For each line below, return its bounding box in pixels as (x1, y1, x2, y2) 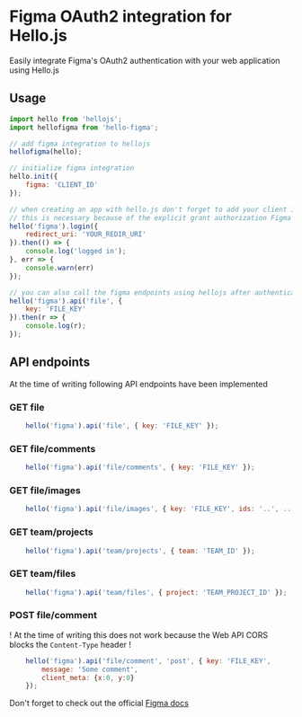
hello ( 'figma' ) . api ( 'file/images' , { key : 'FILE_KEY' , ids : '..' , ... (25, 505, 296, 514)
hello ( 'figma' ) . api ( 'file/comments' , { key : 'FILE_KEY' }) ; (25, 463, 255, 473)
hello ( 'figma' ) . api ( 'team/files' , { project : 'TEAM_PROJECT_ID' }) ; (25, 588, 288, 597)
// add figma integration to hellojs (9, 139, 151, 148)
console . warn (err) (25, 263, 94, 272)
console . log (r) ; (25, 322, 87, 331)
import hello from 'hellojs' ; (9, 114, 123, 123)
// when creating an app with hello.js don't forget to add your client (9, 205, 288, 214)
